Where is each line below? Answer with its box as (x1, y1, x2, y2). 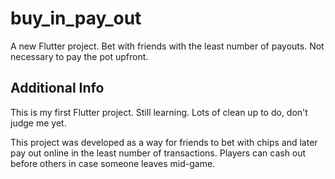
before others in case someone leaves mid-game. (10, 157, 216, 169)
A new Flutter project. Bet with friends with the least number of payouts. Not (10, 40, 325, 52)
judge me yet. (10, 117, 67, 129)
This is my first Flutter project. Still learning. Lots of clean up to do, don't (10, 106, 308, 118)
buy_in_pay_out (10, 7, 142, 30)
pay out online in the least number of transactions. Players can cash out (10, 147, 307, 159)
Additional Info (10, 80, 105, 97)
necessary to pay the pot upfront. (10, 50, 149, 62)
